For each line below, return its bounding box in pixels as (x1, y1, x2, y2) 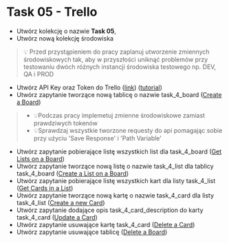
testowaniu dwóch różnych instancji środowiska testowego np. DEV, (23, 63, 217, 71)
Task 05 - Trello (6, 4, 98, 20)
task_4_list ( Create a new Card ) (16, 198, 105, 207)
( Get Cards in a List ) (16, 184, 74, 192)
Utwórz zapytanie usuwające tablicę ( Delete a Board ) (16, 228, 168, 236)
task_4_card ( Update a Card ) (16, 213, 98, 221)
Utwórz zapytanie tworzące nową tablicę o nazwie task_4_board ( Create (16, 90, 222, 98)
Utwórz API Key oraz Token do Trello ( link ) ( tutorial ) (16, 83, 162, 92)
